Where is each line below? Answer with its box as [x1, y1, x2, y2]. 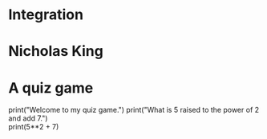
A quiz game [8, 78, 94, 97]
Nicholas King [8, 42, 104, 61]
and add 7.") [8, 113, 48, 123]
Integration [8, 6, 84, 24]
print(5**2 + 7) [8, 122, 59, 132]
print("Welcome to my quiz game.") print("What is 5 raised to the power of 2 [8, 105, 260, 115]
